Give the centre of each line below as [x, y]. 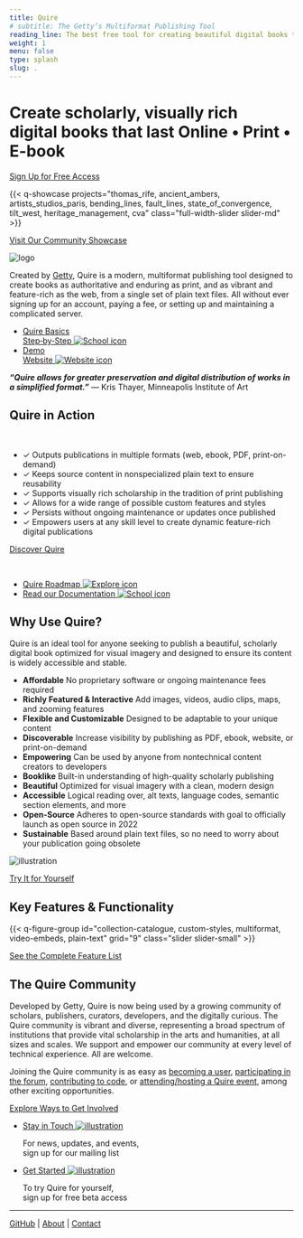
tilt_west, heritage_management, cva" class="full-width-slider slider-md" [145, 212]
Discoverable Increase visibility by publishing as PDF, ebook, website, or [158, 738]
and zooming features [63, 709]
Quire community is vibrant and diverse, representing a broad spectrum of [147, 1026]
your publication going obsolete [82, 844]
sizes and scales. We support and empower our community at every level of [151, 1045]
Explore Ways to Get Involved [64, 1109]
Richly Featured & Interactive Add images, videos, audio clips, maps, [151, 699]
